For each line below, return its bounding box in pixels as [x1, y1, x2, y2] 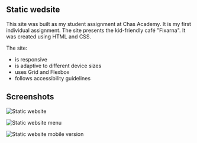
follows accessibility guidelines [14, 74, 91, 82]
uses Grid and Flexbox [14, 68, 70, 76]
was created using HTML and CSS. [6, 32, 92, 40]
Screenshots [6, 92, 54, 102]
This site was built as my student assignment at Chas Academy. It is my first [6, 20, 191, 27]
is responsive [14, 56, 47, 63]
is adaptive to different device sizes [14, 62, 102, 69]
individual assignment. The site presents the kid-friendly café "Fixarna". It [6, 27, 186, 34]
